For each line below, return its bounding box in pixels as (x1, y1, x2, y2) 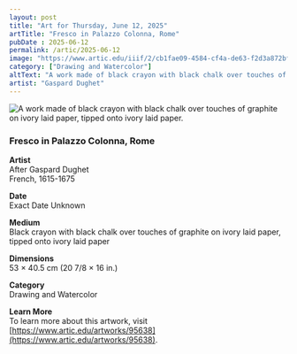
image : (9, 54, 34, 63)
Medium (9, 217, 41, 227)
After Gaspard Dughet (9, 164, 89, 174)
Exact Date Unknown (9, 200, 86, 211)
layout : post (9, 12, 57, 22)
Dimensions (9, 253, 55, 264)
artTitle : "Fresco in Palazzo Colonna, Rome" (9, 29, 179, 38)
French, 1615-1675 (9, 173, 75, 184)
